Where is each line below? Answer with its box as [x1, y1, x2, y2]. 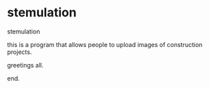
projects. [7, 48, 32, 56]
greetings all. [7, 61, 44, 69]
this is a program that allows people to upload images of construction [7, 40, 203, 48]
